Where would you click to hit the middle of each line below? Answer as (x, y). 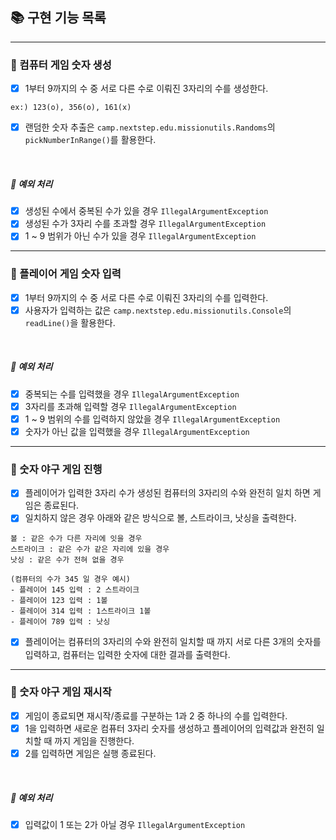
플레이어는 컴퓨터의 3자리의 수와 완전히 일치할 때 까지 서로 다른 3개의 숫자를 (173, 642)
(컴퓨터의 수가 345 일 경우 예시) (70, 579)
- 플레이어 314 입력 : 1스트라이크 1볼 (81, 611)
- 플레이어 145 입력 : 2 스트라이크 (75, 590)
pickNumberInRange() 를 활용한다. (90, 140)
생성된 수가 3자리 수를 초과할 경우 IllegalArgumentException (145, 224)
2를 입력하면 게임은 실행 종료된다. (90, 753)
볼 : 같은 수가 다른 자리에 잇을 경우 (76, 539)
